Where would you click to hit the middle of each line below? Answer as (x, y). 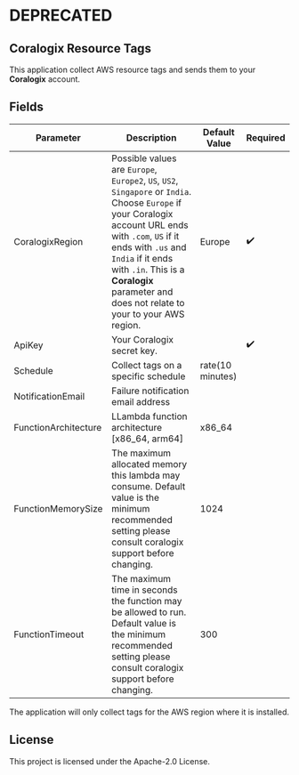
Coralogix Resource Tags (80, 48)
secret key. (134, 351)
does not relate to (148, 303)
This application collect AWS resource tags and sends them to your (133, 69)
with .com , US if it (145, 236)
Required (266, 137)
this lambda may (145, 475)
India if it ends (142, 258)
